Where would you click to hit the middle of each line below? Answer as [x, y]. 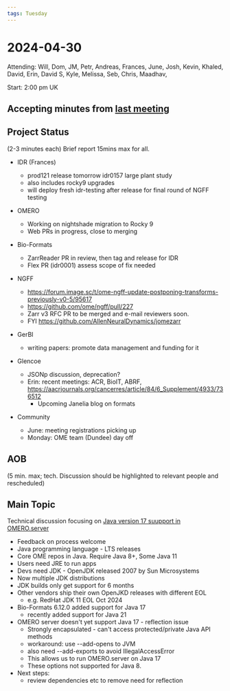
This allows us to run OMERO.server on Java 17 [94, 659]
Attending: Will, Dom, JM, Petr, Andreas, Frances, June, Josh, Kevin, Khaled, [115, 67]
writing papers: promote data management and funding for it [113, 347]
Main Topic [32, 504]
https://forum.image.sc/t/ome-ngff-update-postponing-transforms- [123, 292]
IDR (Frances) [36, 162]
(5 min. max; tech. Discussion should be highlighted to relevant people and [113, 476]
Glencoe [29, 361]
